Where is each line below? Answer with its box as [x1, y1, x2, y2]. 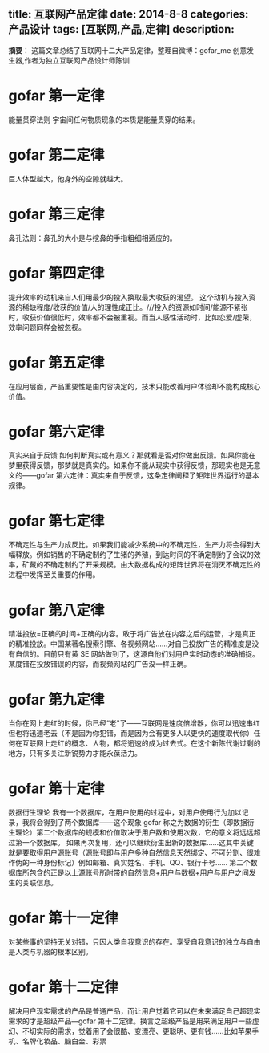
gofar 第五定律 [8, 353, 105, 372]
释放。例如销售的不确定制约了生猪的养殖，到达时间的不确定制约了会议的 [14, 550, 254, 559]
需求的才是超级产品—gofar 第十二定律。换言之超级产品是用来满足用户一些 [8, 1016, 253, 1026]
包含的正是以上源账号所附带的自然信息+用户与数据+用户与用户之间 [29, 868, 250, 877]
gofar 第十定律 [8, 779, 105, 798]
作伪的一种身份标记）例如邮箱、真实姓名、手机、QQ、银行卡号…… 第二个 [8, 858, 251, 868]
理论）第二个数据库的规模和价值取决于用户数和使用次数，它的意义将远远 [14, 827, 254, 837]
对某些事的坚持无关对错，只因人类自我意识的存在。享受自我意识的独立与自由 [8, 937, 261, 947]
